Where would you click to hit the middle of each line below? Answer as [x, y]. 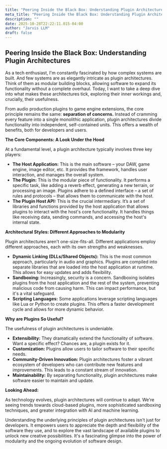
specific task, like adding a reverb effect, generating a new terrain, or [83, 185]
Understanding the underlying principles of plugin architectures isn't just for [83, 420]
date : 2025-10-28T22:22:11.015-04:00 [44, 24]
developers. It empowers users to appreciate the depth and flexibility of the [82, 425]
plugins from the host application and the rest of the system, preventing [86, 283]
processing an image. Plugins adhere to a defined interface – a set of [83, 190]
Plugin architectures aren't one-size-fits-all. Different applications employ [81, 241]
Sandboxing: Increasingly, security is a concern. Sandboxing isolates [83, 277]
